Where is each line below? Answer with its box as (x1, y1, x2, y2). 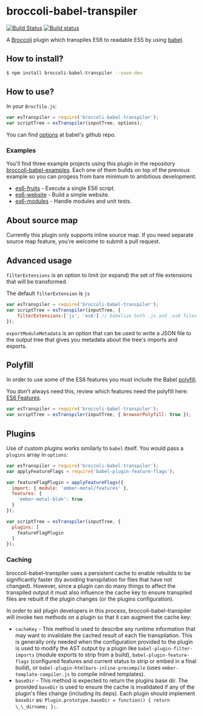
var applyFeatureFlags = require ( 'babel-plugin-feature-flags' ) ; (6, 468, 175, 474)
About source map (6, 215, 78, 225)
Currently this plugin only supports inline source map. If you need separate (6, 231, 194, 239)
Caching (6, 556, 32, 564)
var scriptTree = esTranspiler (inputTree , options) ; (6, 120, 143, 126)
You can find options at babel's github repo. (6, 131, 116, 138)
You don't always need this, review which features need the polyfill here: (6, 387, 188, 395)
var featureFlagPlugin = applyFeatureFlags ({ (6, 479, 123, 485)
